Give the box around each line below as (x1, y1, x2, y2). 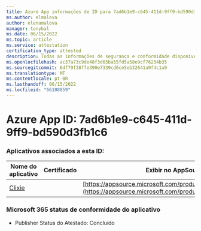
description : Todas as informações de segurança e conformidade (6, 53, 170, 59)
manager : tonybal (6, 25, 50, 32)
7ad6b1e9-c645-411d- (79, 113, 193, 127)
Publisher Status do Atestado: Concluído (14, 219, 115, 226)
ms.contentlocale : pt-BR (6, 76, 68, 82)
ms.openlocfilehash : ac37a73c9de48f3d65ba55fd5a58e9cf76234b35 (6, 59, 167, 65)
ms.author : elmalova (6, 14, 58, 20)
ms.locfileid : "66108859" (6, 87, 71, 93)
